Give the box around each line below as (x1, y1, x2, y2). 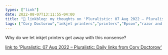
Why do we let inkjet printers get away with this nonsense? (5, 35, 126, 41)
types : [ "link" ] (5, 7, 39, 12)
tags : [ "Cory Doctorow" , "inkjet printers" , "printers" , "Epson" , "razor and (5, 21, 162, 26)
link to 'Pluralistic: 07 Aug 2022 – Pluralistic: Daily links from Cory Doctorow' (5, 44, 162, 50)
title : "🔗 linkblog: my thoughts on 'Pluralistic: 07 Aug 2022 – (5, 16, 144, 21)
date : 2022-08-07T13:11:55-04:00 (5, 12, 75, 17)
